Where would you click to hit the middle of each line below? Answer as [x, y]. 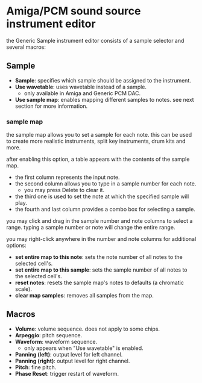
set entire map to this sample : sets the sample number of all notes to [101, 270]
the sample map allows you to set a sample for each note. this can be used [99, 135]
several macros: [26, 47]
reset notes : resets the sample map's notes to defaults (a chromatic [99, 283]
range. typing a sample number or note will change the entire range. [91, 228]
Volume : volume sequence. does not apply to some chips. [87, 329]
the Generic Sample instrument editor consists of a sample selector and [95, 40]
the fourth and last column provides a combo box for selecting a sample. [105, 210]
